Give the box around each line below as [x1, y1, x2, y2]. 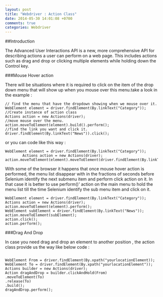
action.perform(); [5, 221, 42, 226]
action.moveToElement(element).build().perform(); [5, 123, 110, 128]
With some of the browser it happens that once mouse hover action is [5, 166, 145, 172]
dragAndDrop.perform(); [5, 287, 53, 293]
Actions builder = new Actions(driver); [5, 267, 88, 271]
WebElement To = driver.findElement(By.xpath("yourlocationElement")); [5, 262, 153, 267]
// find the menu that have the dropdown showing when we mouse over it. [5, 102, 158, 106]
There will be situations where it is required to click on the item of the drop [5, 82, 154, 88]
